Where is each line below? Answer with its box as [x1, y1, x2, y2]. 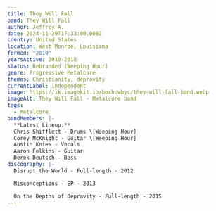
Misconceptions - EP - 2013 [13, 180, 96, 187]
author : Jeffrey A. [7, 23, 65, 30]
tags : [7, 102, 23, 109]
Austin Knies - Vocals [13, 141, 80, 148]
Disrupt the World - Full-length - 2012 [13, 167, 134, 174]
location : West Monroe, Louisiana [7, 43, 109, 50]
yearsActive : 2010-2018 [7, 56, 77, 63]
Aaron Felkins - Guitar [13, 148, 83, 155]
